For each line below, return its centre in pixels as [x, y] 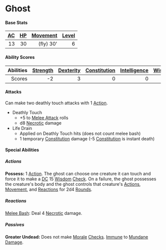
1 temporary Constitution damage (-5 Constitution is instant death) [87, 138]
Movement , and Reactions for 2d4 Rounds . [49, 189]
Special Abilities [22, 150]
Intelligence [134, 70]
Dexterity [69, 70]
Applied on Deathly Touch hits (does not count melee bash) [80, 133]
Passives [15, 224]
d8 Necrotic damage [41, 123]
